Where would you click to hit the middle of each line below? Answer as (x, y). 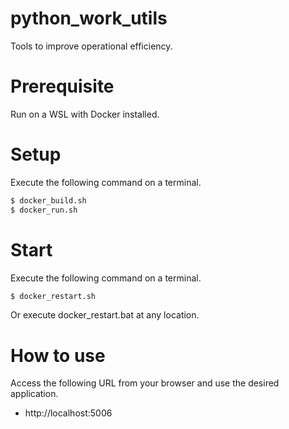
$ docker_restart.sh (53, 296)
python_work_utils (89, 18)
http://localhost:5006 (68, 413)
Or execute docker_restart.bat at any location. (105, 315)
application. (34, 394)
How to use (58, 355)
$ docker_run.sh (44, 210)
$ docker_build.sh (48, 200)
